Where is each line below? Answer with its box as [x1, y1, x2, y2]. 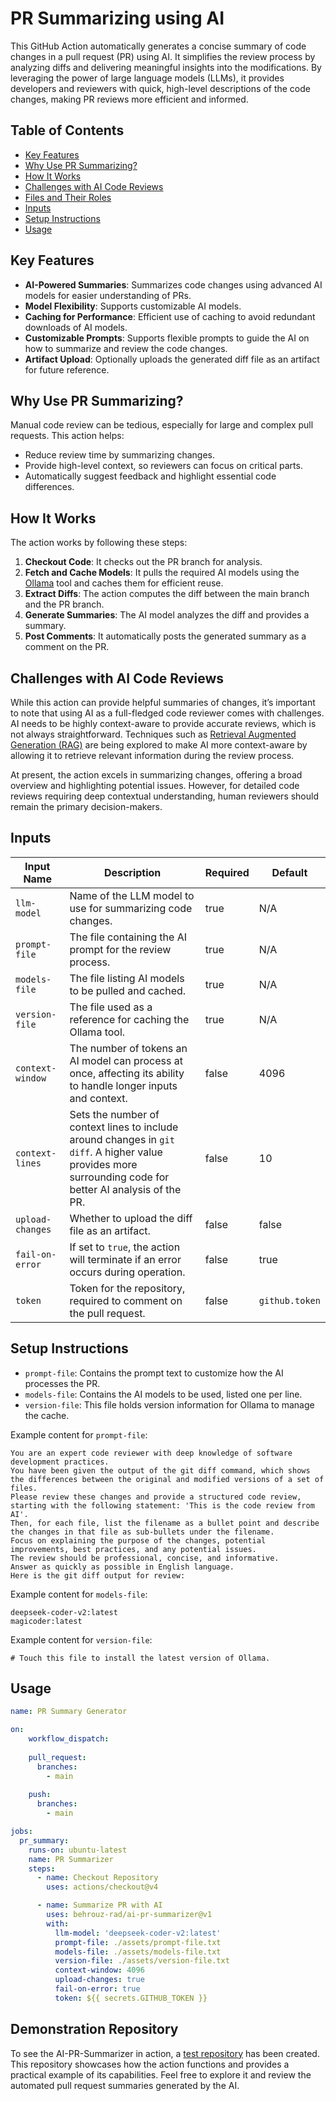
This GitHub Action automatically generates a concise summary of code [10, 40, 307, 52]
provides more [69, 1157, 138, 1171]
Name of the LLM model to [69, 888, 195, 902]
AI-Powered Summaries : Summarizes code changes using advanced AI [24, 278, 323, 291]
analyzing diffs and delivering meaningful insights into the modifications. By [10, 61, 322, 73]
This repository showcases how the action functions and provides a [10, 2058, 290, 2070]
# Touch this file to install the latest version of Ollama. [10, 1653, 271, 1663]
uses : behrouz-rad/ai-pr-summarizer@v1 [46, 1910, 213, 1920]
